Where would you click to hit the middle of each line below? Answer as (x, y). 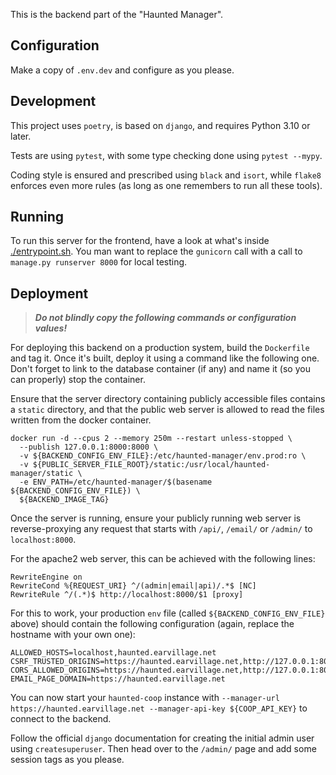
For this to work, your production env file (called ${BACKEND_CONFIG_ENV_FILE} (168, 613)
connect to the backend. (61, 719)
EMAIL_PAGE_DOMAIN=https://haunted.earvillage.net (118, 679)
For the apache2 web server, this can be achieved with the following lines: (163, 559)
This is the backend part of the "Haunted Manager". (117, 14)
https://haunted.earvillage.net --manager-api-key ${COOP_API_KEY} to (159, 708)
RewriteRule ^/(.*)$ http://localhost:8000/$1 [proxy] (127, 595)
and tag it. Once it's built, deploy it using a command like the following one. (165, 358)
